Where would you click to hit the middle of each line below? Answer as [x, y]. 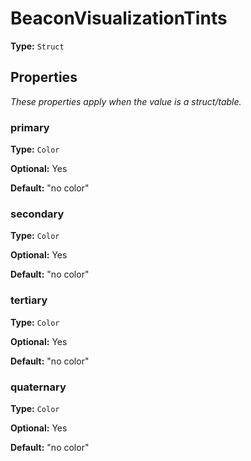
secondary [37, 214]
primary [30, 127]
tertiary [29, 300]
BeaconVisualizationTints [119, 18]
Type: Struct [37, 46]
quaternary [38, 387]
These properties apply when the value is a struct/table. [126, 101]
